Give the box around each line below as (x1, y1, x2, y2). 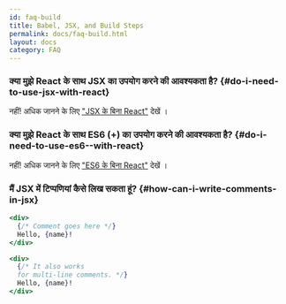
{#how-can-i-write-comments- (138, 182, 277, 194)
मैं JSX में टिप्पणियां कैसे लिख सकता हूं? (9, 182, 138, 194)
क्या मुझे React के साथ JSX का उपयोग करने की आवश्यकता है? (9, 75, 219, 87)
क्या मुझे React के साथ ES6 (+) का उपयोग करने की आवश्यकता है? (9, 129, 233, 141)
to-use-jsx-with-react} (9, 86, 110, 98)
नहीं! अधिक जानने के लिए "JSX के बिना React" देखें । (9, 106, 169, 117)
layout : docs (9, 37, 57, 47)
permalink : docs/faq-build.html (9, 29, 128, 38)
